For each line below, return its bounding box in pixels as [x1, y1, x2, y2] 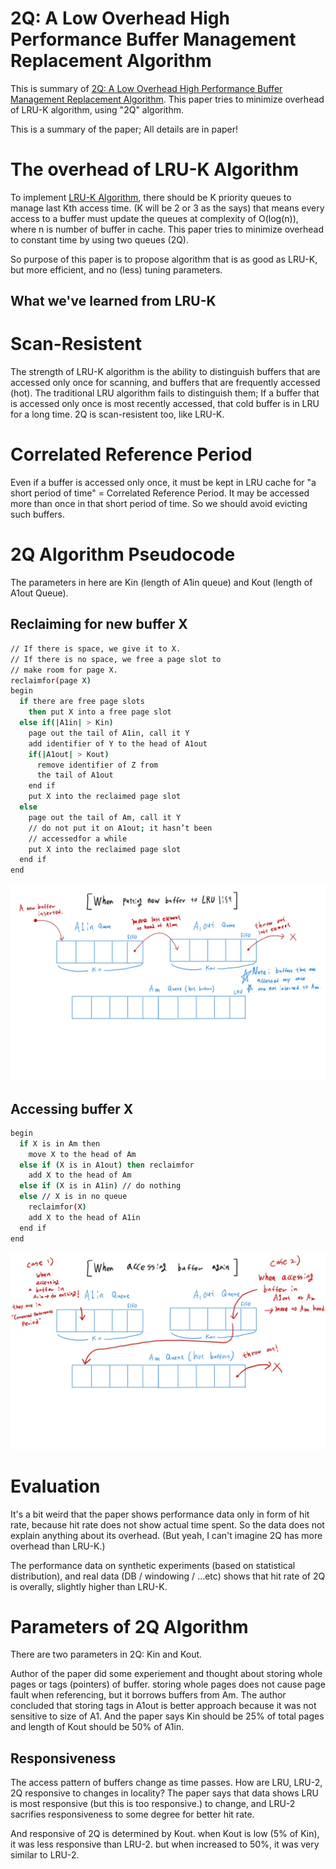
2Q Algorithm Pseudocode [10, 543, 236, 566]
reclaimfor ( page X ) [10, 675, 92, 686]
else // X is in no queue [19, 1192, 128, 1202]
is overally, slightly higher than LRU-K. [10, 1580, 168, 1592]
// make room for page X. [10, 665, 118, 675]
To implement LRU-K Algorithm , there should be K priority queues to [10, 191, 292, 203]
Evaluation [10, 1475, 101, 1497]
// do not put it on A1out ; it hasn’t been [28, 823, 213, 833]
